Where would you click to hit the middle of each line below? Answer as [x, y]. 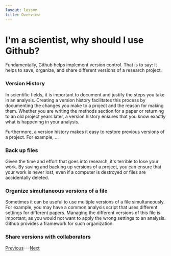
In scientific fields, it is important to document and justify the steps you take [85, 94]
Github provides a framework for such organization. [59, 224]
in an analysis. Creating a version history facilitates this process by [75, 100]
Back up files [22, 150]
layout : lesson [21, 10]
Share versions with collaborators [48, 237]
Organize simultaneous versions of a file [56, 191]
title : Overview [22, 15]
